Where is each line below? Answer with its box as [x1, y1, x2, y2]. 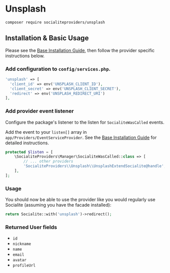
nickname [12, 242, 31, 247]
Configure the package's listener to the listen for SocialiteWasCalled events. [5, 119, 164, 125]
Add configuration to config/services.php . [5, 65, 111, 72]
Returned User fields [5, 223, 57, 230]
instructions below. [5, 53, 45, 59]
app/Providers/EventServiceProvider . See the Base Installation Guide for [5, 134, 157, 140]
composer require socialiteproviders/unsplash [5, 20, 105, 25]
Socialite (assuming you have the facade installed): [5, 202, 111, 208]
